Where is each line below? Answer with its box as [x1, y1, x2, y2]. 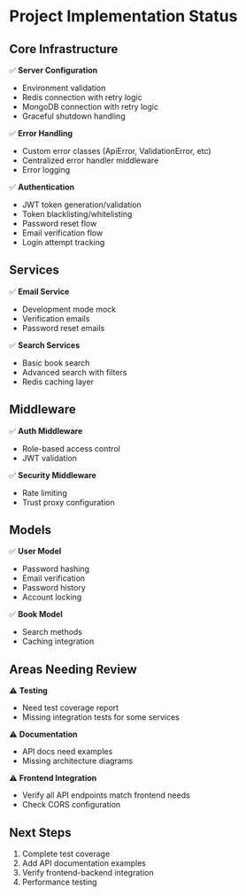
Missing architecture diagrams [21, 755, 134, 767]
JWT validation [21, 452, 78, 463]
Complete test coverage [21, 848, 111, 860]
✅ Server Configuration [9, 65, 98, 75]
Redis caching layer [21, 376, 95, 387]
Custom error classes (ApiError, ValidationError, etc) [21, 146, 211, 156]
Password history [21, 583, 86, 593]
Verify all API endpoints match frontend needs [21, 790, 190, 800]
